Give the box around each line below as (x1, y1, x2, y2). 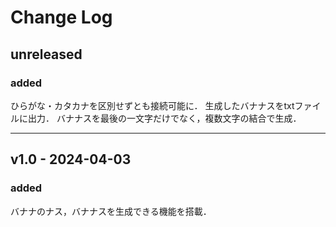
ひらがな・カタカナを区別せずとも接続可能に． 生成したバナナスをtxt (10, 99, 295, 111)
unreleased (10, 46, 83, 63)
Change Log (10, 6, 113, 29)
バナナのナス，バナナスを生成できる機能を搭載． (10, 205, 212, 217)
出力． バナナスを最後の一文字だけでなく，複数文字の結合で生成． (27, 112, 302, 124)
